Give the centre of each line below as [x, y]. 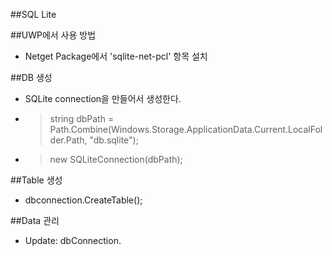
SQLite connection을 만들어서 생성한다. [103, 98]
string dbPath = [82, 118]
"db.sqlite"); [114, 140]
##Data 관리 [35, 220]
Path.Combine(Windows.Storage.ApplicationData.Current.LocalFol [186, 129]
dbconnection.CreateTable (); [83, 200]
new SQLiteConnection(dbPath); [116, 159]
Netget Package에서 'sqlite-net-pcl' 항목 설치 [116, 56]
